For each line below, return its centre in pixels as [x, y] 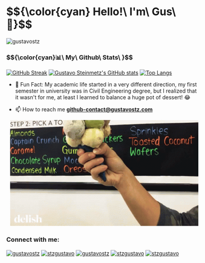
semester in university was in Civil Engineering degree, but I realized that [106, 91]
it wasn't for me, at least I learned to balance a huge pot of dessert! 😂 [102, 97]
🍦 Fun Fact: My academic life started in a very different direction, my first [106, 85]
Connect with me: [33, 239]
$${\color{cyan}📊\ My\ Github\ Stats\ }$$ [70, 57]
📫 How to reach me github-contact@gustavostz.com [84, 109]
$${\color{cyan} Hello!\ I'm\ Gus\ [91, 12]
